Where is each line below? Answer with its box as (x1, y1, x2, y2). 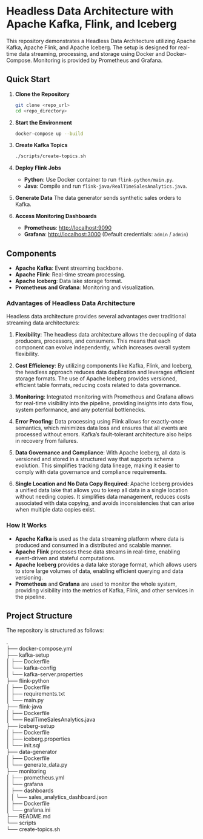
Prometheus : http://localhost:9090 (24, 224, 112, 231)
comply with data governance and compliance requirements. (15, 468, 167, 476)
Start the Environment (15, 118, 73, 126)
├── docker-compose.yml (6, 645, 73, 652)
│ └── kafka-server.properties (6, 671, 84, 678)
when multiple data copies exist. (15, 506, 96, 513)
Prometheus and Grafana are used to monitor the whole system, (15, 580, 178, 587)
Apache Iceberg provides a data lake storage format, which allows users (15, 561, 197, 568)
